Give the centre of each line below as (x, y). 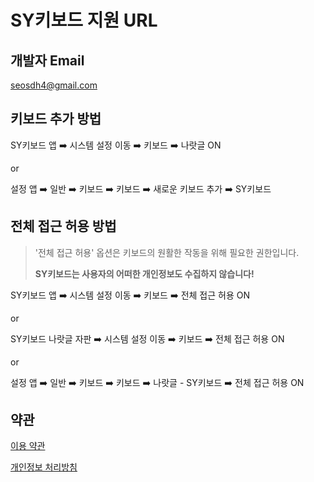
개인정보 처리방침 (44, 467)
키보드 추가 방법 (56, 119)
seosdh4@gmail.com (54, 85)
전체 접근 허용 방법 (63, 226)
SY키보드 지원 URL (84, 20)
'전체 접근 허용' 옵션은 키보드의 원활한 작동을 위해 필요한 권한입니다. (167, 252)
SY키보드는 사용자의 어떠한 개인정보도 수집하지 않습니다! (144, 273)
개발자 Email (47, 60)
